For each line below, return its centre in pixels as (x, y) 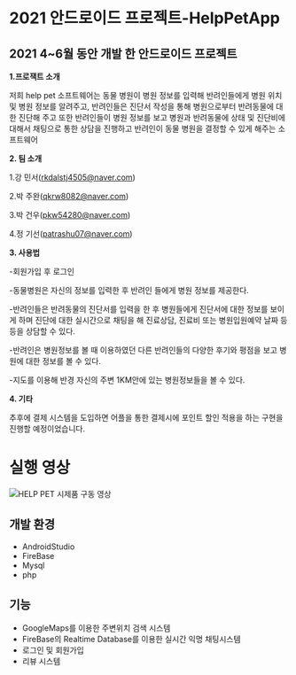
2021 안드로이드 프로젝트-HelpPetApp (145, 18)
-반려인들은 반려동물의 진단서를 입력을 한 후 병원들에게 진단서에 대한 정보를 (139, 309)
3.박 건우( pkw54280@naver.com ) (70, 215)
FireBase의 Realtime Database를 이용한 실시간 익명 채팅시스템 (131, 639)
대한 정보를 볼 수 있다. (63, 361)
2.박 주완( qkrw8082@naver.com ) (69, 196)
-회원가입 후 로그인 (42, 272)
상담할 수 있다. (50, 331)
